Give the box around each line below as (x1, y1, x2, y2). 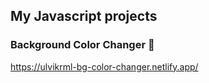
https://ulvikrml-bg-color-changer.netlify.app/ (10, 60, 199, 73)
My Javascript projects (10, 8, 158, 25)
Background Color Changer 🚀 (10, 38, 155, 52)
